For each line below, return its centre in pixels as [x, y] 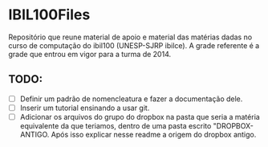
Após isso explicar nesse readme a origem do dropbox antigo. [154, 134]
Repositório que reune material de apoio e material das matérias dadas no [130, 37]
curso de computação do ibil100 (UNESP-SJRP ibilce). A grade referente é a [134, 45]
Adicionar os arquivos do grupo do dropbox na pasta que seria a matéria [140, 116]
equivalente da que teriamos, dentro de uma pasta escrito [116, 125]
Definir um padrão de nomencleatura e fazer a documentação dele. [131, 99]
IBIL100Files [49, 15]
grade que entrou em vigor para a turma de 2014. [90, 54]
